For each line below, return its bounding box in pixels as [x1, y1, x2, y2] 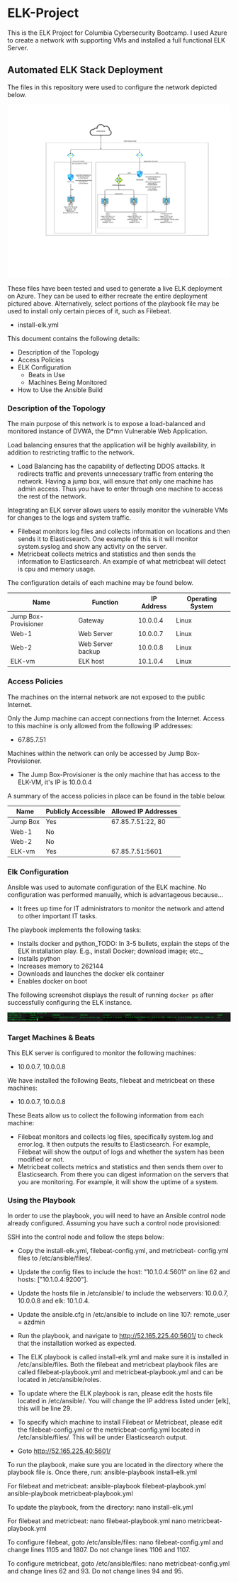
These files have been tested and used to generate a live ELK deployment [7, 284, 222, 293]
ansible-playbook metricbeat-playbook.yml [7, 1489, 133, 1498]
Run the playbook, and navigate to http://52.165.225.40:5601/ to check [17, 1332, 223, 1340]
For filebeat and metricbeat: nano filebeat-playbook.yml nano [7, 1517, 186, 1525]
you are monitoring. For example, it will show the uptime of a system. [17, 1177, 219, 1186]
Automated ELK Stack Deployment [7, 64, 163, 76]
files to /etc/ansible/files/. [17, 1254, 92, 1263]
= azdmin [17, 1318, 45, 1327]
